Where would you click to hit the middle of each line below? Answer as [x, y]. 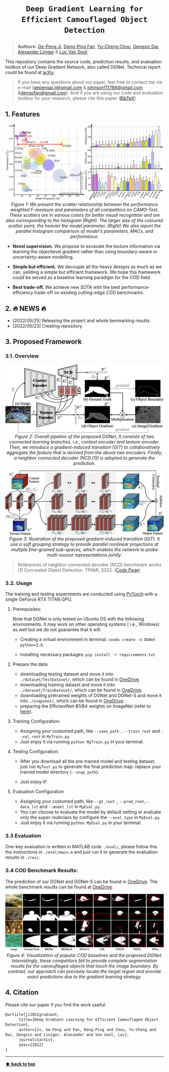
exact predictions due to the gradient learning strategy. [84, 976]
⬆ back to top [20, 1064]
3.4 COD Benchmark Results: [42, 870]
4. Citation [22, 993]
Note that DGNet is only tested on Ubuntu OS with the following [78, 619]
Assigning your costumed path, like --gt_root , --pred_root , [83, 801]
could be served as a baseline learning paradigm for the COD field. [82, 278]
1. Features [23, 114]
